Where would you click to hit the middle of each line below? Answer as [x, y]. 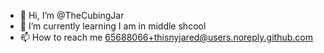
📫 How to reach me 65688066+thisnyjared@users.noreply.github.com [166, 37]
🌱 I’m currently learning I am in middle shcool [113, 26]
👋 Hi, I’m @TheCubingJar [72, 15]
